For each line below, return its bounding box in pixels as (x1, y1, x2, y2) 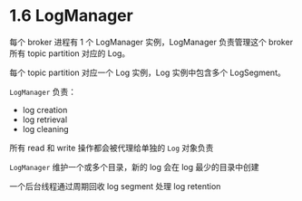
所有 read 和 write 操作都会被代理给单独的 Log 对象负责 (9, 142, 214, 153)
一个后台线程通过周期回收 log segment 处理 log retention (9, 180, 221, 191)
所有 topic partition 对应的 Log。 (9, 47, 131, 59)
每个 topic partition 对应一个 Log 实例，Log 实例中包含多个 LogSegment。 (9, 67, 286, 78)
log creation (22, 104, 68, 115)
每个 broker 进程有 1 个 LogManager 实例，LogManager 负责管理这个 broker (9, 36, 293, 47)
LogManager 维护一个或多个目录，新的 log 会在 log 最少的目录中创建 (9, 161, 260, 172)
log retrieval (22, 114, 68, 125)
